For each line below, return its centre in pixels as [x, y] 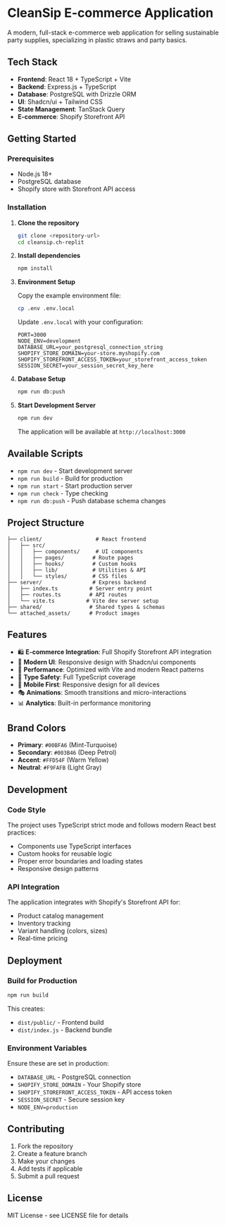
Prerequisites [31, 159]
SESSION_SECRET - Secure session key [71, 1100]
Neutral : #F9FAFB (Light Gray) [59, 768]
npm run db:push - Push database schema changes [92, 500]
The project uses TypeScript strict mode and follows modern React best [112, 825]
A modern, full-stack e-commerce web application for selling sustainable [113, 32]
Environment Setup [46, 282]
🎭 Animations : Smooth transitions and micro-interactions [102, 693]
